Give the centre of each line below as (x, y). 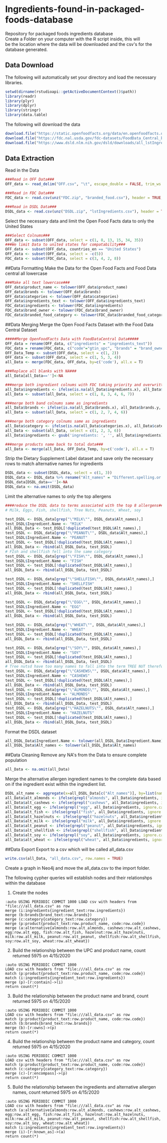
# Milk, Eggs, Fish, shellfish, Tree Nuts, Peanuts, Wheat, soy (73, 510)
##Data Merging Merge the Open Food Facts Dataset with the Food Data (80, 324)
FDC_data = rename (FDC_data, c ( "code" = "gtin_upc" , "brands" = (71, 348)
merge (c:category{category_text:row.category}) (56, 919)
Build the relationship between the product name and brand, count (80, 996)
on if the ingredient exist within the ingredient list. (56, 784)
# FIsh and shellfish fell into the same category (59, 552)
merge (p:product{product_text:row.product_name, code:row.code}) (75, 923)
